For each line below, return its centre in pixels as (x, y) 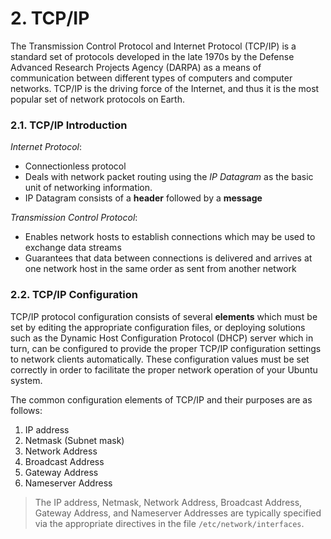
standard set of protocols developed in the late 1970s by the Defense (152, 56)
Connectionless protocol (75, 166)
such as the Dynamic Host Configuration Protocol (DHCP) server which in (162, 338)
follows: (26, 410)
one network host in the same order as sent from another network (160, 269)
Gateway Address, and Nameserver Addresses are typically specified (178, 513)
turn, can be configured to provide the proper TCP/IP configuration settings (166, 348)
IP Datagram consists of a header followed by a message (143, 198)
